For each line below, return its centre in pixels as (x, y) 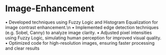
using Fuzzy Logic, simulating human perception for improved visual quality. (83, 38)
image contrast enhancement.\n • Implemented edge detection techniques (82, 27)
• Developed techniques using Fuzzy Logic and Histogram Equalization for (82, 22)
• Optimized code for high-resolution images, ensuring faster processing (80, 43)
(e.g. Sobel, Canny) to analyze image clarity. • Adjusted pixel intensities (79, 32)
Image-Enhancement (50, 9)
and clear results (22, 48)
